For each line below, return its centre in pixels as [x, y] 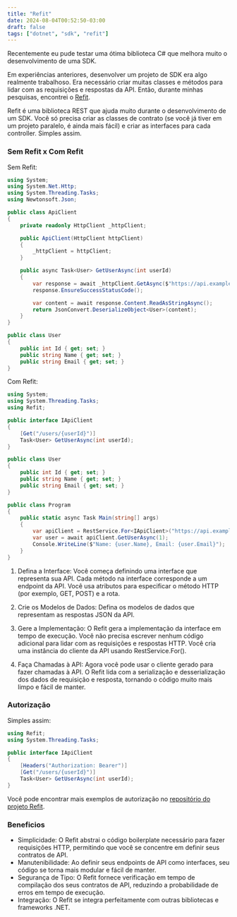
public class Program [39, 505]
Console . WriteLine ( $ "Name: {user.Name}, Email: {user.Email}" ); [129, 544]
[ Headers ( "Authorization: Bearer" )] [74, 766]
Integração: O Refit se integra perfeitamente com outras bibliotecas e [118, 900]
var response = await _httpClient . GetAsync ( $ [101, 284]
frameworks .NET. [44, 908]
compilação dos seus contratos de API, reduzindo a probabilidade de [118, 885]
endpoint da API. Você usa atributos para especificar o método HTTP [118, 585]
